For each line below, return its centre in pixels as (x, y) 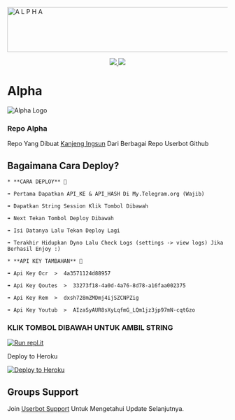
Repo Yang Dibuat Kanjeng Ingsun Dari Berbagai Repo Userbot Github (108, 144)
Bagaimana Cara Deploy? (63, 165)
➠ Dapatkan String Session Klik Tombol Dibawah (78, 206)
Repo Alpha (27, 128)
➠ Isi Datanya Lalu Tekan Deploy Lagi (64, 231)
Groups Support (43, 392)
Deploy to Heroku (33, 356)
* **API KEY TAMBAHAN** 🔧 (45, 261)
